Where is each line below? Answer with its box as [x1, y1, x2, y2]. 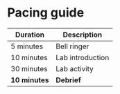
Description [62, 30, 103, 39]
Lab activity [55, 64, 94, 73]
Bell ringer [55, 41, 89, 51]
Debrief [55, 75, 82, 84]
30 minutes [10, 64, 48, 73]
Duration [15, 30, 45, 39]
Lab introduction [55, 53, 110, 62]
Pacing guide [7, 5, 85, 21]
